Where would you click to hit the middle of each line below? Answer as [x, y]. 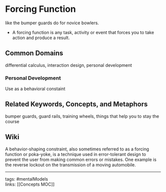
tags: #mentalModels [27, 179]
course [12, 121]
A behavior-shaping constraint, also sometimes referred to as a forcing [77, 149]
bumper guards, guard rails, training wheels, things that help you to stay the [82, 116]
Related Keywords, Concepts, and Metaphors [77, 104]
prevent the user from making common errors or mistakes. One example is [81, 159]
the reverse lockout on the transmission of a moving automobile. [71, 165]
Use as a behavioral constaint [35, 89]
